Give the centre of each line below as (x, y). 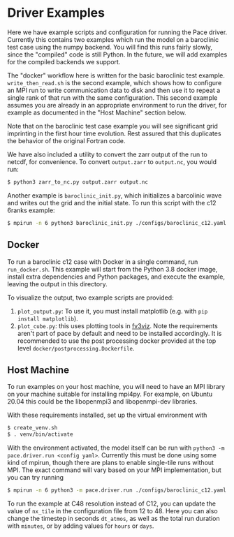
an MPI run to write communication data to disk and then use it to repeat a (114, 90)
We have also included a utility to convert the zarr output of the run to (107, 154)
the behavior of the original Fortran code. (66, 140)
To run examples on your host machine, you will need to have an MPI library (116, 387)
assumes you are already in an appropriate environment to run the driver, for (117, 105)
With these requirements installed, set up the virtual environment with (107, 415)
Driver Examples (56, 13)
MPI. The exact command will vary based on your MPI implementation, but (114, 470)
